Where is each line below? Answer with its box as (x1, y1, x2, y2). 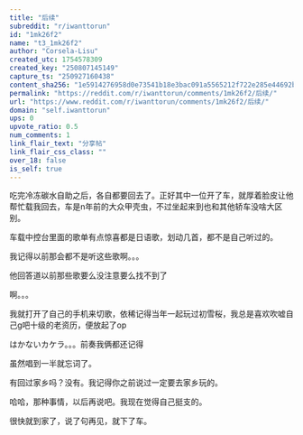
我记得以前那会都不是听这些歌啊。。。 (9, 251, 144, 262)
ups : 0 (9, 114, 34, 123)
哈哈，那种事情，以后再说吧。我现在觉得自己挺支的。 (9, 396, 207, 407)
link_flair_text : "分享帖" (9, 139, 106, 148)
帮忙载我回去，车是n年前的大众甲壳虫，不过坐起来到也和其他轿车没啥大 (9, 201, 275, 212)
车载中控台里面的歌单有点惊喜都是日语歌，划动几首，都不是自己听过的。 (9, 232, 278, 243)
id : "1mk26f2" (9, 30, 63, 39)
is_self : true (9, 164, 63, 173)
